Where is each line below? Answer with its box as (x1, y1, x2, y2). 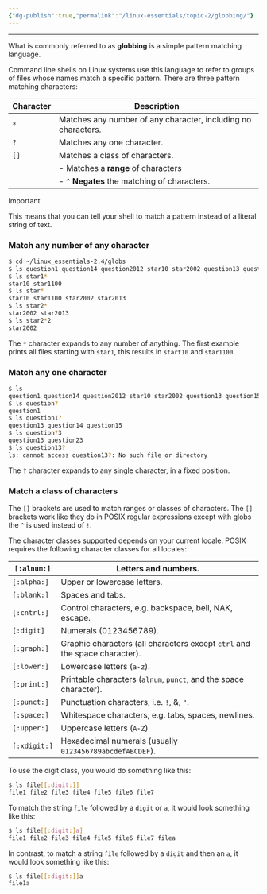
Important (8, 195, 41, 205)
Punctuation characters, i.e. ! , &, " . (60, 697, 189, 708)
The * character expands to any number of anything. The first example (8, 339, 240, 348)
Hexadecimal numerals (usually (60, 736, 179, 747)
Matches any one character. (58, 137, 164, 148)
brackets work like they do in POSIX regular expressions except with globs (8, 512, 252, 521)
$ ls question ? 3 (8, 429, 62, 437)
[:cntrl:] (12, 609, 49, 617)
